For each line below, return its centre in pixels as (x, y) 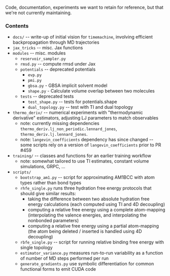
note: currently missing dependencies (60, 124)
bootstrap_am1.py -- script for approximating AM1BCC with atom (87, 177)
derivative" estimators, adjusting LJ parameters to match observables (86, 118)
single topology (36, 248)
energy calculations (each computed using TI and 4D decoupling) (96, 204)
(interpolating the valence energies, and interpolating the (87, 215)
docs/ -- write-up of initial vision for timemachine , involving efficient (83, 37)
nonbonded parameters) (53, 221)
